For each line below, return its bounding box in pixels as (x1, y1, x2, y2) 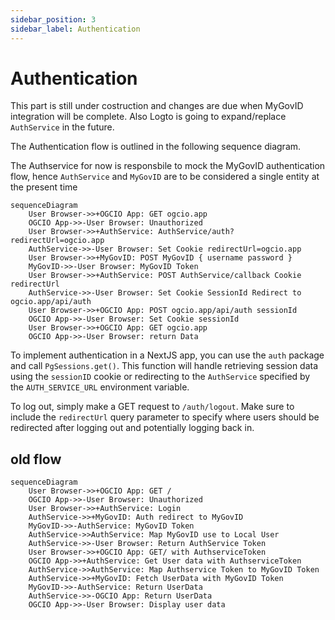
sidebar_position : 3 (10, 14, 97, 25)
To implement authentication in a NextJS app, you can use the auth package (10, 349, 325, 361)
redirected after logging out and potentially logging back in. (10, 422, 255, 434)
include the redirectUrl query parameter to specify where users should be (10, 411, 320, 423)
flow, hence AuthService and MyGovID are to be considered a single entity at (10, 171, 320, 183)
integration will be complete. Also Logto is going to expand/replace (10, 111, 287, 123)
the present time (10, 181, 78, 193)
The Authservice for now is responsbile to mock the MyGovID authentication (10, 160, 326, 172)
